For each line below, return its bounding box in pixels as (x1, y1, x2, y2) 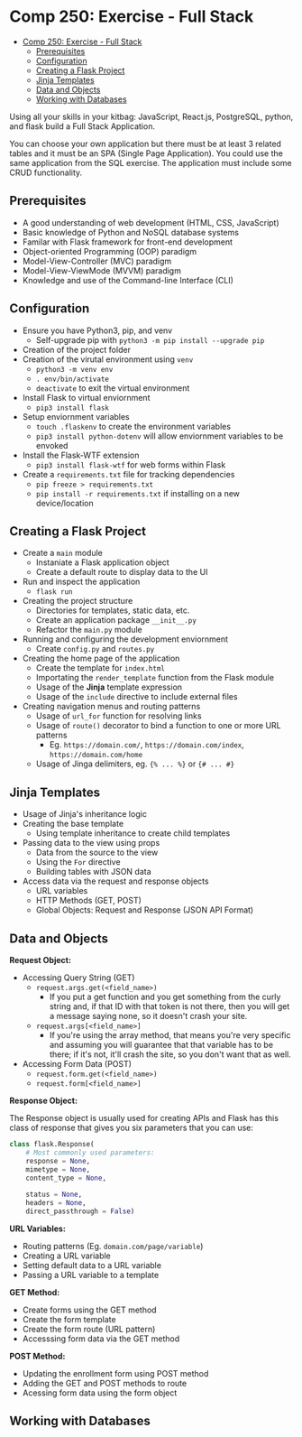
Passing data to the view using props (22, 838, 160, 848)
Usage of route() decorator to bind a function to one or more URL (35, 720, 281, 731)
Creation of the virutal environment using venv (22, 354, 194, 365)
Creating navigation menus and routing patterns (22, 701, 201, 712)
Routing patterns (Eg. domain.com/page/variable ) (22, 1240, 204, 1251)
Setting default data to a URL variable (22, 1259, 162, 1270)
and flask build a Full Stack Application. (9, 120, 156, 132)
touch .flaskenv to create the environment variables (35, 421, 232, 431)
